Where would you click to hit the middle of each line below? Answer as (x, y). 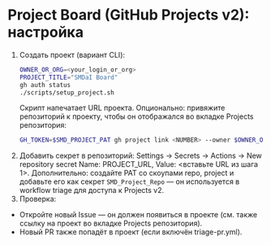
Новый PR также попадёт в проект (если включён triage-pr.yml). (131, 232)
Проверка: (38, 199)
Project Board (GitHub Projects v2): (129, 15)
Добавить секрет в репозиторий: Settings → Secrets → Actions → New (141, 155)
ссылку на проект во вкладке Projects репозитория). (111, 223)
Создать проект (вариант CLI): (72, 55)
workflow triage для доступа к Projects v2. (92, 190)
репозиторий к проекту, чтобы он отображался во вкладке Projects (136, 116)
